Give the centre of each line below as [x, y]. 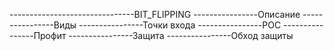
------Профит [38, 35]
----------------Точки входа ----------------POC [180, 25]
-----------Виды [43, 25]
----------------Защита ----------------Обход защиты [181, 35]
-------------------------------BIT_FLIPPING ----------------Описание [155, 14]
